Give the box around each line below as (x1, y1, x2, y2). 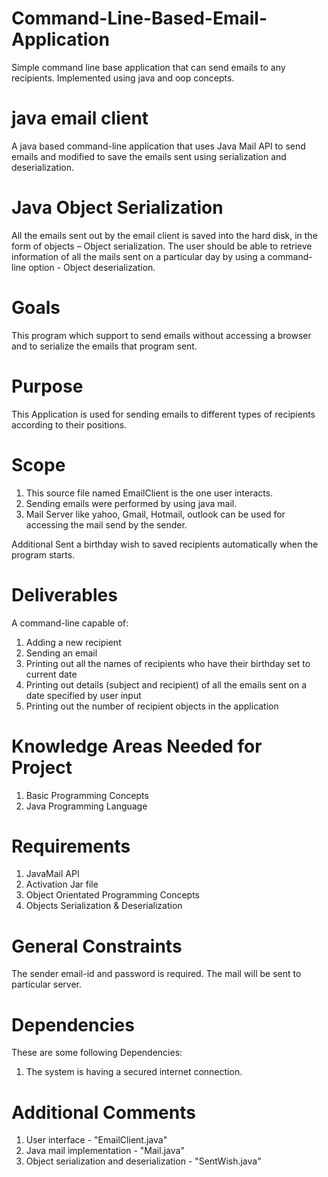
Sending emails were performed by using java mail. (25, 497, 238, 509)
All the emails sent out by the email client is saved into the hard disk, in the (11, 229, 318, 241)
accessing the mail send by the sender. (25, 518, 188, 531)
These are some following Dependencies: (11, 1047, 183, 1059)
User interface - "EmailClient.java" (25, 1134, 168, 1146)
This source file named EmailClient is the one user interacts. (25, 487, 274, 499)
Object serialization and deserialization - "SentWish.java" (25, 1155, 262, 1167)
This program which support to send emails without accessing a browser (11, 329, 312, 341)
